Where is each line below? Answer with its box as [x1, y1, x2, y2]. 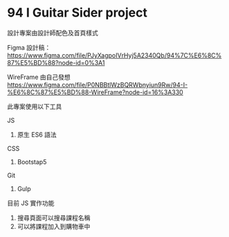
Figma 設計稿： [7, 43, 51, 51]
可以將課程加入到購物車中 [17, 222, 91, 230]
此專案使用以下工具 [7, 102, 62, 110]
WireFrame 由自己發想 [7, 73, 71, 81]
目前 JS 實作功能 [7, 199, 55, 207]
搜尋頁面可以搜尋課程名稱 [17, 213, 91, 222]
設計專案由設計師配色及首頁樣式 [7, 28, 98, 37]
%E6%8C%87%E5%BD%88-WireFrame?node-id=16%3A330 [7, 88, 183, 96]
